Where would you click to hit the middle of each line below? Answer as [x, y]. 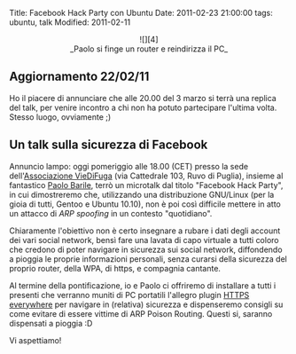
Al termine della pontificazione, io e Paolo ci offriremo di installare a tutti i [143, 285]
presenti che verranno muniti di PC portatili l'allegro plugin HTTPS [129, 295]
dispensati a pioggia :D [51, 323]
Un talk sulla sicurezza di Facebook [109, 145]
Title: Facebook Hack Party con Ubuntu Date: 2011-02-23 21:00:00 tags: [141, 13]
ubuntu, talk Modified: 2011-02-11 [70, 22]
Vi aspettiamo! [35, 340]
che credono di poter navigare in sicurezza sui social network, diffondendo [146, 249]
